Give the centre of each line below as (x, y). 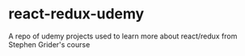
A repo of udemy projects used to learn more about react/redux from (123, 36)
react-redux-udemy (76, 14)
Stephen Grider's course (49, 44)
